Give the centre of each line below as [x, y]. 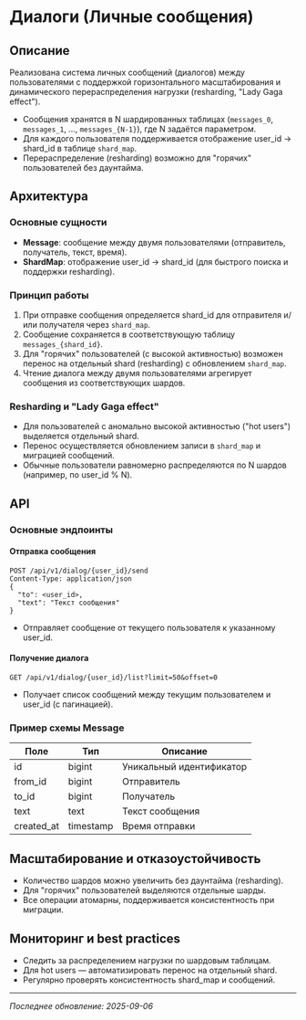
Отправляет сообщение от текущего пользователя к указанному [149, 627]
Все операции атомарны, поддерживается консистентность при [148, 900]
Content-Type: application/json [71, 578]
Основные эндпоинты [61, 530]
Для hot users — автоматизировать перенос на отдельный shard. [150, 970]
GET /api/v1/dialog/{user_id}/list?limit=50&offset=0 [114, 678]
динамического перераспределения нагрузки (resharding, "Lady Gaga [146, 92]
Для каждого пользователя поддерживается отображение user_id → [157, 138]
